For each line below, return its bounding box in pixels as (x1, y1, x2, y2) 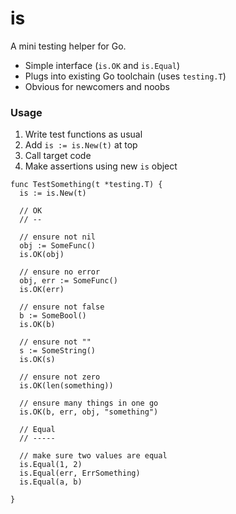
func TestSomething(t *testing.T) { (10, 180, 163, 190)
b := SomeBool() (19, 311, 87, 321)
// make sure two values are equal (19, 451, 168, 461)
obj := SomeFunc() (19, 241, 97, 251)
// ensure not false (19, 302, 105, 312)
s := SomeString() (19, 346, 97, 356)
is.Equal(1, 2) (19, 460, 83, 470)
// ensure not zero (19, 372, 101, 382)
